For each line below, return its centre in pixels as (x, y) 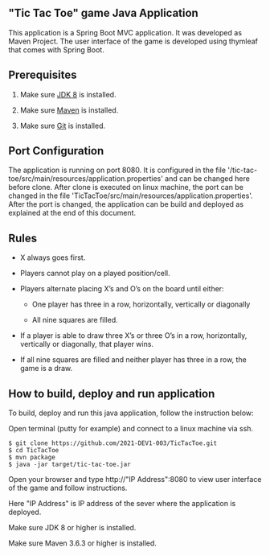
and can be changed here (207, 179)
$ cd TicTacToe (34, 451)
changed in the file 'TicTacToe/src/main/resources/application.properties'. (131, 196)
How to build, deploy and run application (112, 393)
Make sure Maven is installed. (69, 110)
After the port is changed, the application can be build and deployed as (126, 204)
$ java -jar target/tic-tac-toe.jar (70, 465)
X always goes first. (53, 257)
